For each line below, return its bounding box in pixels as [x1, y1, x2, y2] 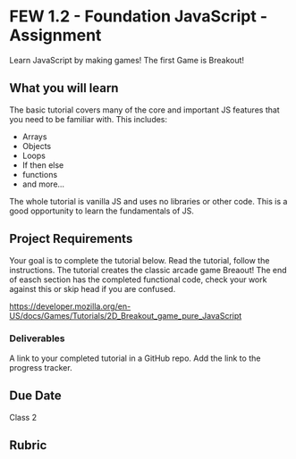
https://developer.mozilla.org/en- [9, 301, 131, 312]
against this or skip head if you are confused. [9, 283, 176, 294]
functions [21, 169, 58, 179]
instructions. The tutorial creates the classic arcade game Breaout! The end [9, 264, 288, 275]
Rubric [9, 438, 47, 453]
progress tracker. [9, 362, 73, 372]
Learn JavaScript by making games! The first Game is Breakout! [9, 54, 244, 65]
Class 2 [9, 412, 38, 422]
